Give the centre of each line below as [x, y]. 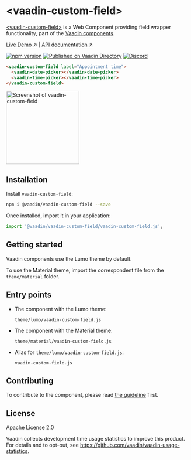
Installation [27, 180]
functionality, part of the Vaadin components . [60, 33]
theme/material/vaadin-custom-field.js [63, 341]
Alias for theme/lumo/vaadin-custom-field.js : [69, 352]
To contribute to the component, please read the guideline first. [82, 395]
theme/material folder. [33, 276]
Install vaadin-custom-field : [39, 194]
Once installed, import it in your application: [58, 216]
